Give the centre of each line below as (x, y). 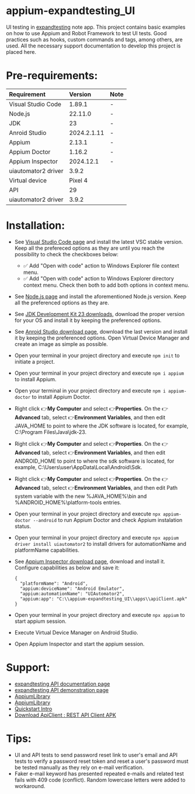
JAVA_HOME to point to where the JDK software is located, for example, (101, 426)
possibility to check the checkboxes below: (66, 254)
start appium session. (40, 621)
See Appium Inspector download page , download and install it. (90, 561)
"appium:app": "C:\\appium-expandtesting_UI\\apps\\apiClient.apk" (104, 599)
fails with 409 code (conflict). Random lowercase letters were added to (100, 780)
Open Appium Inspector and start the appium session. (79, 644)
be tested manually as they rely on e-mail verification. (79, 767)
